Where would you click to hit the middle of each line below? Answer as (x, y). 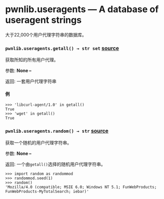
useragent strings (43, 20)
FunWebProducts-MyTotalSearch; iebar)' (47, 191)
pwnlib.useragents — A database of (82, 9)
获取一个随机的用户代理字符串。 (38, 142)
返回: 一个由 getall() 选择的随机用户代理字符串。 (56, 164)
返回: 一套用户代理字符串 (31, 82)
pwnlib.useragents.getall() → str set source (62, 48)
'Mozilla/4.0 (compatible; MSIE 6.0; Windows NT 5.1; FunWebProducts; (81, 187)
